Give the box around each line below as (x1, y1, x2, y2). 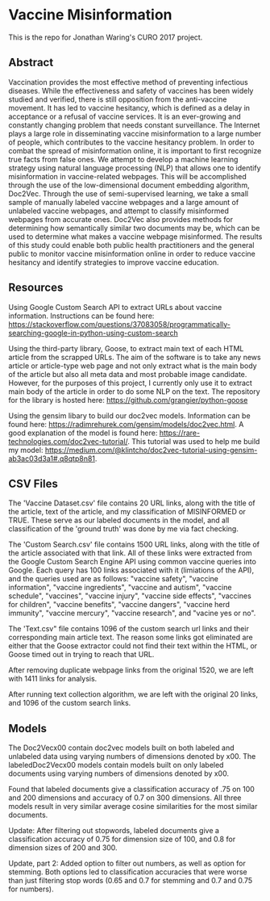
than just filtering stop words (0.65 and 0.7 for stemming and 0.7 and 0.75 (8, 876, 253, 886)
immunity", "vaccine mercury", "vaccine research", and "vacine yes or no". (8, 608, 256, 618)
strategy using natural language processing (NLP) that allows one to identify (8, 163, 261, 173)
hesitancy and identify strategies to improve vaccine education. (8, 257, 219, 267)
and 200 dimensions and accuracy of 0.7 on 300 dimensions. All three (8, 793, 242, 803)
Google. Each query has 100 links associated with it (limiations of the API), (8, 565, 255, 575)
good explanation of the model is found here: (8, 428, 158, 438)
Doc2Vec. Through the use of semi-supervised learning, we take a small (8, 188, 248, 199)
